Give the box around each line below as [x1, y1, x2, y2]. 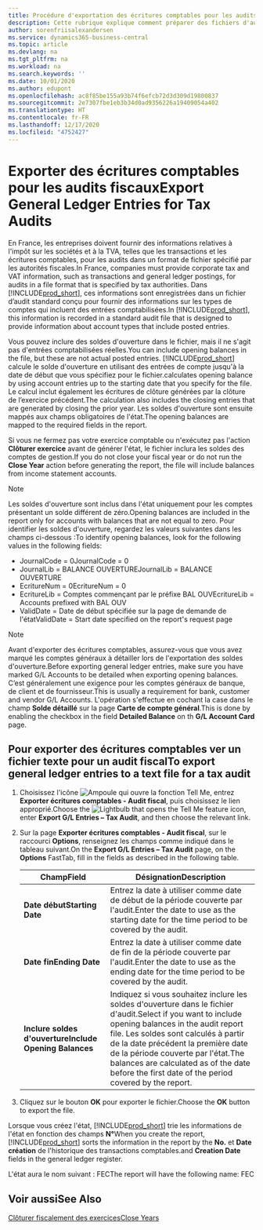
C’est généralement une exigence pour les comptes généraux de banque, [8, 678, 246, 688]
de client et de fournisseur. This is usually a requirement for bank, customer [8, 686, 250, 695]
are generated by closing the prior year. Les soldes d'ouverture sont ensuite [8, 403, 253, 413]
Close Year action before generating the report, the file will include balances [8, 460, 255, 469]
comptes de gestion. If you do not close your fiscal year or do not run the [8, 452, 243, 462]
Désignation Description [135, 872, 226, 883]
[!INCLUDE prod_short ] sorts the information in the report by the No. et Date [8, 1137, 252, 1147]
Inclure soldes [23, 1024, 78, 1035]
